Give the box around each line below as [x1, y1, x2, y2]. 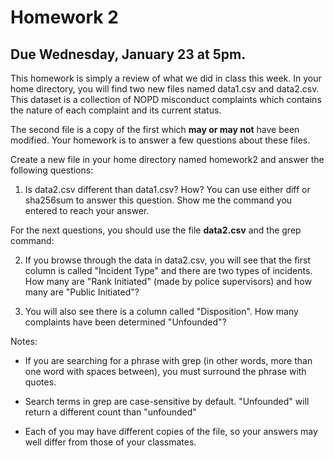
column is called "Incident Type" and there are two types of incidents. [24, 265, 313, 276]
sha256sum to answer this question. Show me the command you [24, 194, 293, 206]
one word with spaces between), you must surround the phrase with [24, 366, 307, 377]
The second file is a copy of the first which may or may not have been [10, 124, 300, 135]
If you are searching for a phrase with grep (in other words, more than [24, 355, 313, 366]
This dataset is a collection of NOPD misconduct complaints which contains [10, 94, 322, 105]
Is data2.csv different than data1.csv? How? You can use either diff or [24, 184, 311, 195]
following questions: [10, 164, 94, 176]
